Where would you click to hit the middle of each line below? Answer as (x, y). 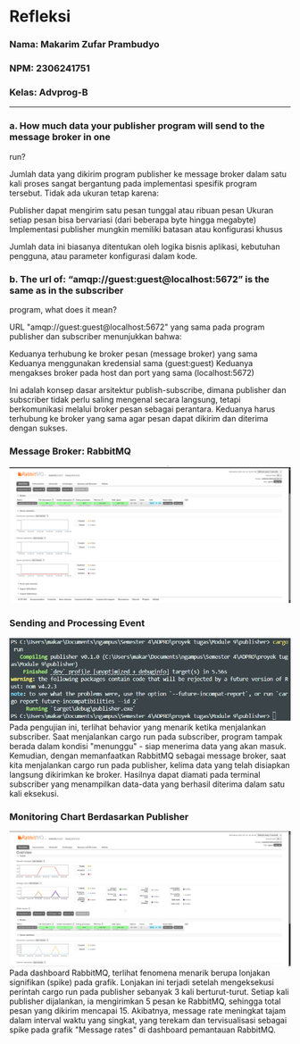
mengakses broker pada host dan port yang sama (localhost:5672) (132, 372)
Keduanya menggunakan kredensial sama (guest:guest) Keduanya (131, 363)
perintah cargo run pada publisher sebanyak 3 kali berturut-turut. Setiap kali (149, 992)
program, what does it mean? (63, 309)
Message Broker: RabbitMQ (70, 451)
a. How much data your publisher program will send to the (137, 126)
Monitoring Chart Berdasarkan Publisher (99, 817)
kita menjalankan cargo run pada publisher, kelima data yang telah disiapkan (150, 765)
